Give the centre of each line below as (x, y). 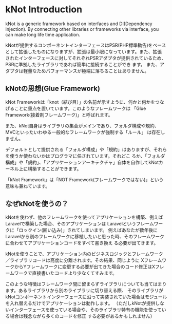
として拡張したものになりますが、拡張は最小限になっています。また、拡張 (84, 51)
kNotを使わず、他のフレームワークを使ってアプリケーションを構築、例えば (84, 217)
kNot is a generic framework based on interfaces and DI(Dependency (79, 24)
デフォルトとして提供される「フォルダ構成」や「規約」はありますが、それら (86, 149)
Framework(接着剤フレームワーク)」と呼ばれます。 (59, 115)
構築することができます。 (54, 168)
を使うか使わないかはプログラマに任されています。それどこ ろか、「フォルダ (85, 156)
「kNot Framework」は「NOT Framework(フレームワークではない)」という (84, 179)
